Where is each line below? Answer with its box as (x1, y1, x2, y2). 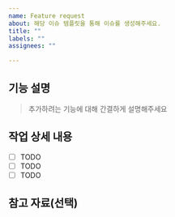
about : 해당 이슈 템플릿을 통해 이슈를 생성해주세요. (8, 19, 161, 28)
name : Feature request (8, 11, 85, 20)
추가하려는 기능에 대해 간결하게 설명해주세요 (28, 104, 168, 113)
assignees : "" (8, 42, 57, 50)
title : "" (8, 27, 42, 35)
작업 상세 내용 (8, 130, 73, 144)
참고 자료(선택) (8, 196, 79, 211)
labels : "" (8, 34, 45, 43)
